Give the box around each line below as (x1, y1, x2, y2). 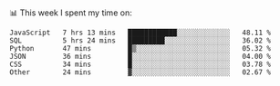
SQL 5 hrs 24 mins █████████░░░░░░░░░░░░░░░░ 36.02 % (9, 36, 272, 45)
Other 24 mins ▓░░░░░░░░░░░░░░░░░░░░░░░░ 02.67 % (9, 68, 272, 77)
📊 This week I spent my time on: (9, 7, 132, 18)
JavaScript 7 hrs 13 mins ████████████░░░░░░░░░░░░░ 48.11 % (9, 28, 272, 37)
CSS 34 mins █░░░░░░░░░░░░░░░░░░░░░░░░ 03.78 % (9, 60, 272, 69)
